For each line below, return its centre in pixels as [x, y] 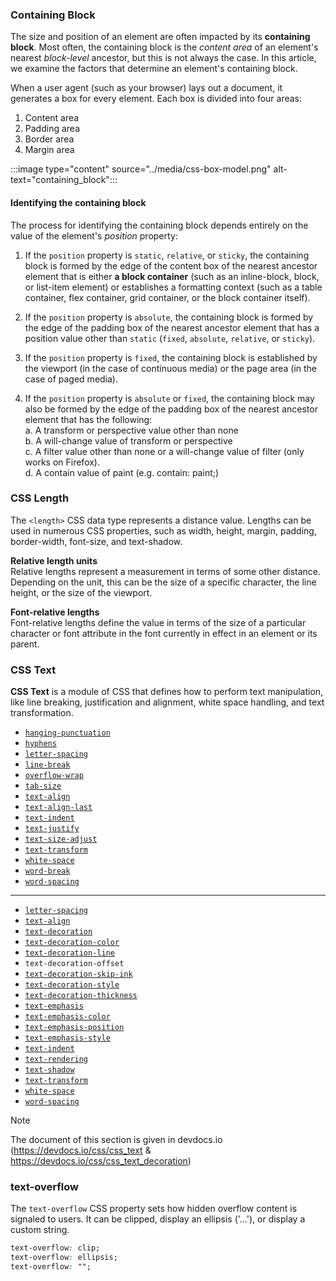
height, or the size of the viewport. [81, 592]
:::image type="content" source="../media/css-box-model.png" [141, 169]
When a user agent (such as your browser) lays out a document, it [146, 88]
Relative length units [54, 560]
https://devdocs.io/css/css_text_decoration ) [101, 1161]
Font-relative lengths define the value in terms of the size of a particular [158, 622]
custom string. [40, 1230]
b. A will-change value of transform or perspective [128, 440]
